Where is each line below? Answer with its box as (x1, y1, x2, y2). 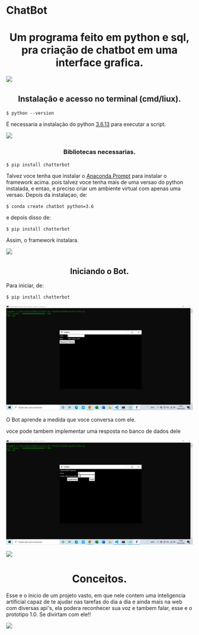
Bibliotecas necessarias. (63, 147, 136, 156)
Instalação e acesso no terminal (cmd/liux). (18, 93, 181, 104)
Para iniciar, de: (6, 282, 44, 289)
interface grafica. (55, 56, 144, 70)
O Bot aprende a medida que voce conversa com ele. (6, 416, 136, 423)
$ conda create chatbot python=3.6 (6, 203, 94, 210)
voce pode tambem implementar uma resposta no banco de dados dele (6, 427, 181, 435)
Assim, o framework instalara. (6, 237, 79, 244)
